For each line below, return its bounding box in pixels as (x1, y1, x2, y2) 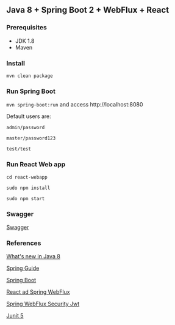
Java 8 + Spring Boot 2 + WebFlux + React (6, 5, 170, 15)
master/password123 (6, 135, 56, 141)
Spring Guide (6, 264, 40, 272)
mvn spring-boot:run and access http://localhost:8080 (6, 101, 143, 108)
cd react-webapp (6, 174, 48, 180)
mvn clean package (6, 73, 53, 79)
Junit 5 (6, 312, 24, 319)
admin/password (6, 125, 45, 131)
